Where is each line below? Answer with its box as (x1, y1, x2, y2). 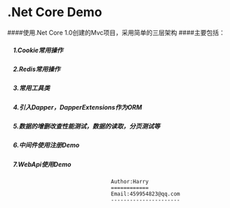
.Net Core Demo (7, 4, 102, 20)
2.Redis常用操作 (13, 65, 61, 73)
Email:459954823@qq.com (111, 190, 180, 197)
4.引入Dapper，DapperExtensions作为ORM (13, 103, 142, 111)
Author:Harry (111, 178, 149, 186)
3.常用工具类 (13, 84, 50, 92)
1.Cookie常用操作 (13, 46, 64, 54)
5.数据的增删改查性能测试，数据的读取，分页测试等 (13, 122, 161, 131)
